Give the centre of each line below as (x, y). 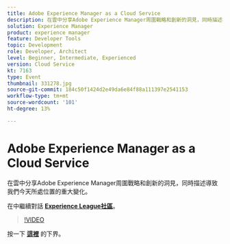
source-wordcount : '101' (42, 103)
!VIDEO (34, 219)
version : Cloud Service (41, 64)
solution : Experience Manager (50, 26)
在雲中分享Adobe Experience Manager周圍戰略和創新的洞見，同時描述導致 (113, 182)
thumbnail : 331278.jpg (39, 83)
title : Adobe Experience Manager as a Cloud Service (84, 13)
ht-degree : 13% (29, 109)
